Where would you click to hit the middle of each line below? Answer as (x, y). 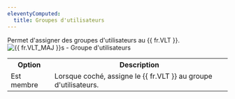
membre (24, 84)
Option (29, 65)
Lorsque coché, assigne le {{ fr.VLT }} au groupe (133, 76)
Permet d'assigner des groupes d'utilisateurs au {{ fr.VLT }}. (94, 40)
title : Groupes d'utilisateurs (59, 20)
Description (139, 65)
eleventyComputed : (34, 14)
